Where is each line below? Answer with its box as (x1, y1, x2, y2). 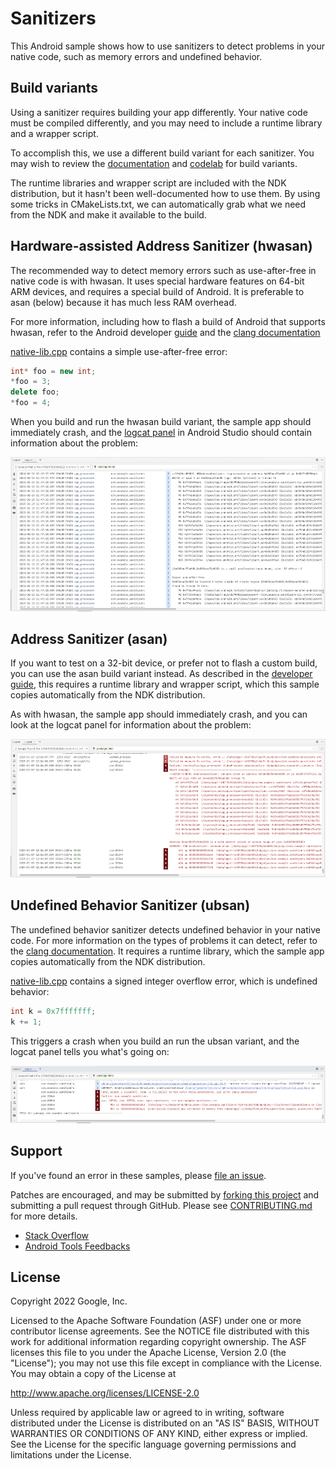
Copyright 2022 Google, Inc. (10, 1295, 128, 1307)
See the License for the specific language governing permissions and (10, 1438, 297, 1451)
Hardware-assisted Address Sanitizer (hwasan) (10, 238, 313, 255)
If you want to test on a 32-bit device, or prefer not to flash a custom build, (10, 657, 318, 669)
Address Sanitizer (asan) (10, 630, 168, 647)
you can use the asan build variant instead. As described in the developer (10, 668, 313, 680)
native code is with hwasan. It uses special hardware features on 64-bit (10, 275, 305, 287)
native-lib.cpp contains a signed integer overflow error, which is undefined (10, 975, 318, 987)
